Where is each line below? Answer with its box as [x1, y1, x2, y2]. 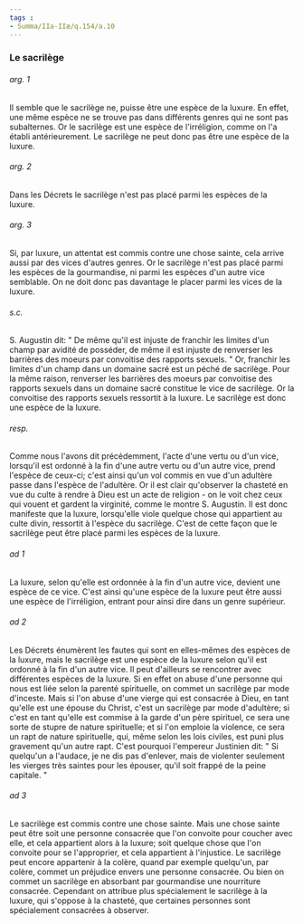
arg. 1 [9, 74, 30, 85]
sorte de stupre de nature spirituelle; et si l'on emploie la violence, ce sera [9, 721, 285, 732]
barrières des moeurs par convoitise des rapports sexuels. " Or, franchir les [9, 354, 291, 365]
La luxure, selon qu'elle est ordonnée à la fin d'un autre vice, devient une [9, 576, 280, 587]
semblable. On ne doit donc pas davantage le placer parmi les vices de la [9, 277, 283, 288]
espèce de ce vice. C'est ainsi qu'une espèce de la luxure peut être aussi [9, 586, 282, 597]
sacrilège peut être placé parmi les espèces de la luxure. [9, 528, 221, 538]
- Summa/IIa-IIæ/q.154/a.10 [9, 22, 116, 31]
